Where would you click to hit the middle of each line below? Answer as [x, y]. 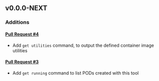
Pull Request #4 [22, 34]
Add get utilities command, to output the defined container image [83, 45]
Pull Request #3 [22, 62]
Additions [17, 22]
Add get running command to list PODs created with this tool [75, 73]
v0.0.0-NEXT [26, 8]
